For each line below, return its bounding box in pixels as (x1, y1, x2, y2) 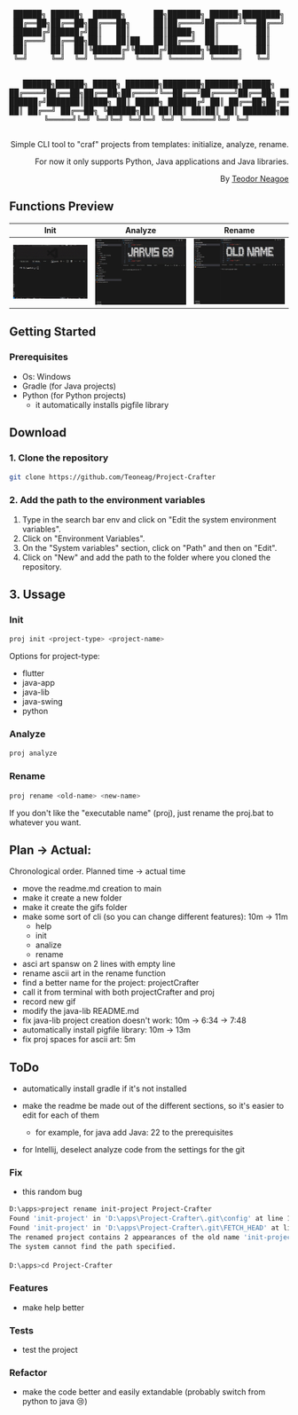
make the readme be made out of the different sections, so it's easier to (21, 1101, 285, 1112)
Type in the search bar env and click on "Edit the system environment (21, 514, 277, 524)
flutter (21, 668, 45, 679)
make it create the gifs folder (21, 902, 128, 913)
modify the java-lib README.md (21, 1006, 139, 1017)
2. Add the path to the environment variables (9, 494, 206, 507)
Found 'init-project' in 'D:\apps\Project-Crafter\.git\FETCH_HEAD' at (9, 1223, 279, 1233)
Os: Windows (21, 371, 71, 381)
